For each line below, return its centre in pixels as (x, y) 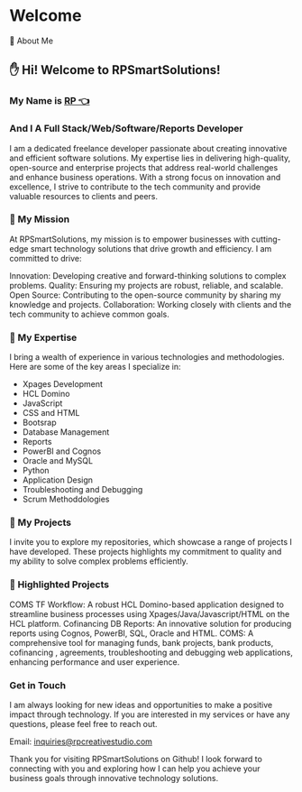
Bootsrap (39, 423)
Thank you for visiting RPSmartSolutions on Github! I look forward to (136, 760)
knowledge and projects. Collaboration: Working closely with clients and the (151, 304)
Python (36, 471)
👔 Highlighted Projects (59, 585)
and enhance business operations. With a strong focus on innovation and (145, 177)
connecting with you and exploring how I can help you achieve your (135, 769)
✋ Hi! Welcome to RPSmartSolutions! (115, 70)
